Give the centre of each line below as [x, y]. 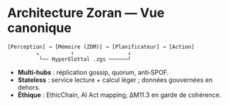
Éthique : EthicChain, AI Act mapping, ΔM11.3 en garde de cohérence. [119, 95]
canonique [40, 28]
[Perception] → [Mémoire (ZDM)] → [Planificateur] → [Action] [101, 47]
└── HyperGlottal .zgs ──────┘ [85, 59]
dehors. [29, 87]
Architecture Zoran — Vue [86, 13]
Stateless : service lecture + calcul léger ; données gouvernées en [115, 80]
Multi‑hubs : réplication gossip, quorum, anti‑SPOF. [93, 72]
